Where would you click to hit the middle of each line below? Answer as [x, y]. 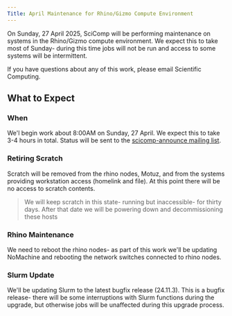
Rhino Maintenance [41, 235]
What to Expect [41, 98]
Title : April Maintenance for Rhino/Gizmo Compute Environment [100, 14]
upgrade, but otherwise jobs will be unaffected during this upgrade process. [116, 305]
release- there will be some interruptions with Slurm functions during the [111, 298]
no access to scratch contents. [51, 188]
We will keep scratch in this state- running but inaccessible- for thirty [123, 201]
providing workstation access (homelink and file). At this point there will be [114, 181]
